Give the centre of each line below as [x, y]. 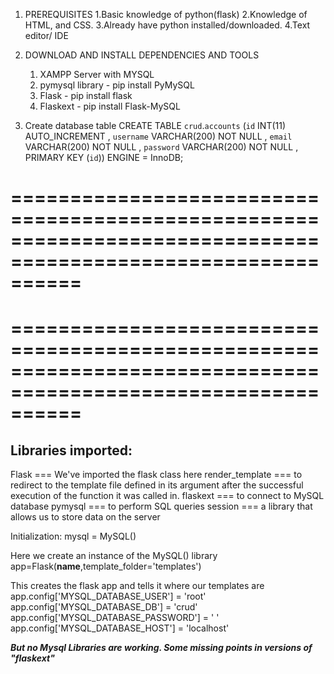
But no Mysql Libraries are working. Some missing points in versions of [161, 648]
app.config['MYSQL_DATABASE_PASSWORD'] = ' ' [115, 618]
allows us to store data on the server [85, 517]
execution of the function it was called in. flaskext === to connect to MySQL [167, 496]
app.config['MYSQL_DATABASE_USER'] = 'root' [108, 596]
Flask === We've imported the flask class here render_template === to [156, 475]
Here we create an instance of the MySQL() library [114, 556]
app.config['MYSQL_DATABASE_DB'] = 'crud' [104, 607]
